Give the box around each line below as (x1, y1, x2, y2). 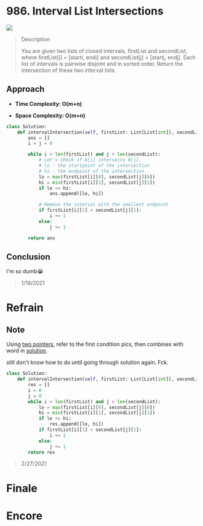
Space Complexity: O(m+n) (14, 112, 86, 119)
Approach (6, 84, 45, 94)
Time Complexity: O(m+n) (14, 100, 83, 107)
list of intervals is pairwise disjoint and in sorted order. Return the (21, 60, 183, 67)
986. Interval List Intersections (6, 4, 164, 18)
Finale (6, 481, 37, 495)
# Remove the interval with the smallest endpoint (38, 201, 169, 208)
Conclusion (6, 252, 51, 262)
